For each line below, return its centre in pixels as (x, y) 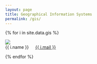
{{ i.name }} (17, 47)
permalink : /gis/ (23, 19)
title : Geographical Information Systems (49, 14)
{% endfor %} (19, 57)
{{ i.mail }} (46, 47)
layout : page (19, 10)
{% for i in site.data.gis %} (32, 33)
